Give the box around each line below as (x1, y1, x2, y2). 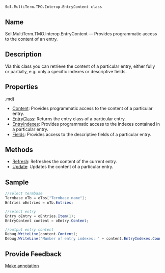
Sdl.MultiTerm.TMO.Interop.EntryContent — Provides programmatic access (5, 31, 157, 36)
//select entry (5, 209, 36, 214)
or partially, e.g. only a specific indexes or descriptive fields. (5, 68, 127, 74)
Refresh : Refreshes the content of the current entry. (12, 159, 117, 164)
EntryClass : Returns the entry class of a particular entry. (12, 115, 126, 122)
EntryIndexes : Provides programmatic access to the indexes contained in (12, 121, 160, 127)
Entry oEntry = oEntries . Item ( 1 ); (5, 214, 76, 218)
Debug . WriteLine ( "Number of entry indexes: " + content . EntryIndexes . (5, 236, 153, 241)
